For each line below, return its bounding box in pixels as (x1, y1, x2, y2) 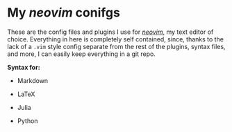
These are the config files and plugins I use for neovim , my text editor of (7, 28, 214, 36)
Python (17, 116, 38, 125)
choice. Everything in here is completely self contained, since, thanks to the (7, 35, 224, 43)
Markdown (17, 76, 49, 84)
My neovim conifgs (7, 5, 120, 21)
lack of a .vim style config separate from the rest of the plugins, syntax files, (7, 42, 226, 50)
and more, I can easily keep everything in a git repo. (7, 50, 156, 58)
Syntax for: (7, 63, 40, 71)
